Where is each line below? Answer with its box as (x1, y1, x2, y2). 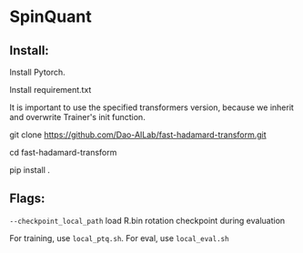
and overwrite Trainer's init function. (9, 112, 146, 122)
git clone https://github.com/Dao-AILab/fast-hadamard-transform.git (9, 129, 267, 140)
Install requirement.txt (9, 85, 92, 95)
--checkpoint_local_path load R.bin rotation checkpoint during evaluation (9, 215, 286, 226)
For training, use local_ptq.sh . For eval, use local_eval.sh (9, 232, 229, 243)
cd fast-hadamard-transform (9, 147, 117, 157)
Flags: (9, 191, 45, 207)
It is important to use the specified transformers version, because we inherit (9, 102, 294, 113)
